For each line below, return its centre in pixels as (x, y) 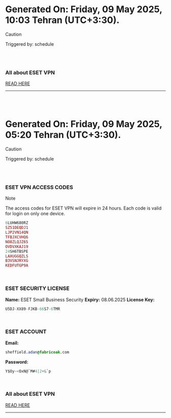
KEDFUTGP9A (17, 265)
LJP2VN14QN (17, 232)
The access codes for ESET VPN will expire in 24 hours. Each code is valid (83, 208)
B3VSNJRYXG (17, 261)
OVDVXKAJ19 (17, 247)
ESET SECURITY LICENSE (37, 288)
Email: (12, 343)
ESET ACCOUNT (26, 332)
